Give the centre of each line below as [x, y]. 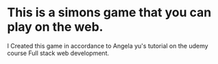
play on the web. [55, 27]
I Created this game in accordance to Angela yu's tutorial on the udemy [108, 46]
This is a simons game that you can [109, 13]
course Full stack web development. [58, 53]
